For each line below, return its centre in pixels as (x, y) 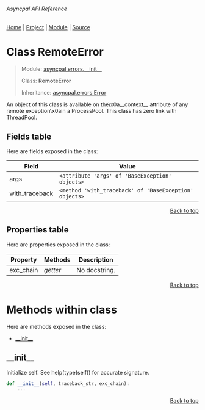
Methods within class (62, 310)
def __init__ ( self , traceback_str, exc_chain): (68, 383)
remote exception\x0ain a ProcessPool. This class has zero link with (92, 111)
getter (52, 270)
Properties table (38, 230)
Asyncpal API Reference (37, 9)
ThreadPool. (22, 117)
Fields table (29, 136)
